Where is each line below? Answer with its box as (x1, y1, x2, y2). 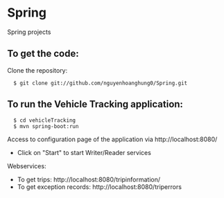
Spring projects (7, 28, 51, 36)
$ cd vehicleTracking (13, 116, 76, 124)
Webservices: (7, 161, 46, 170)
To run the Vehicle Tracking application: (7, 98, 184, 110)
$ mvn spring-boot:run (13, 123, 79, 129)
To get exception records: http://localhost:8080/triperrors (17, 182, 182, 191)
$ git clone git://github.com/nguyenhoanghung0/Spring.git (13, 80, 188, 87)
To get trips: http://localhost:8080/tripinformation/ (17, 175, 161, 183)
